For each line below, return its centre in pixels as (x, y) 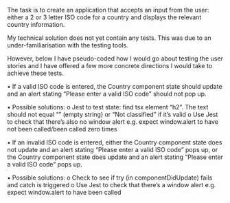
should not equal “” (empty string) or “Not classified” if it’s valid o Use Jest (113, 114)
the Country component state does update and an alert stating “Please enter (115, 157)
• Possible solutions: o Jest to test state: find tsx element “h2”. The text (108, 107)
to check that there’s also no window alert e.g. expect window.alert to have (113, 122)
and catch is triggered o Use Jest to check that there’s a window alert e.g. (112, 185)
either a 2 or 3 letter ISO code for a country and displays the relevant (104, 17)
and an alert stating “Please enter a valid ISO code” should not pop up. (107, 94)
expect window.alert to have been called (64, 192)
